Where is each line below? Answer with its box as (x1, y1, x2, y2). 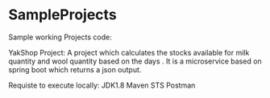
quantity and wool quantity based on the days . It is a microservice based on (8, 56, 262, 66)
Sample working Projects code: (8, 32, 112, 42)
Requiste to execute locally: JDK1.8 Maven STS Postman (8, 80, 196, 90)
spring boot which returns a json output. (8, 64, 142, 74)
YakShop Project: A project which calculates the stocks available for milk (8, 47, 250, 57)
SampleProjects (8, 6, 117, 24)
